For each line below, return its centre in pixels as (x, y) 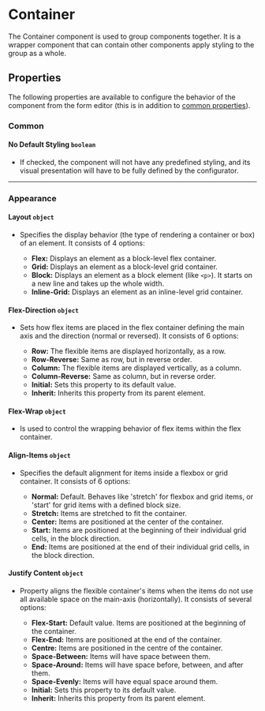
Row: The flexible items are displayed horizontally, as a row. (129, 351)
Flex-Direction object (43, 310)
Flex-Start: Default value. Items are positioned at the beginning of (138, 623)
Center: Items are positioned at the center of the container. (127, 522)
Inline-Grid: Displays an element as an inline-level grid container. (137, 292)
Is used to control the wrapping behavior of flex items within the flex (130, 428)
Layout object (31, 217)
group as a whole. (37, 53)
